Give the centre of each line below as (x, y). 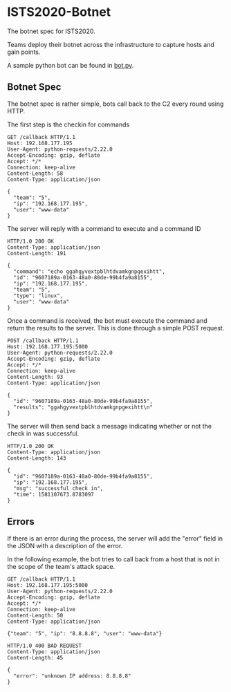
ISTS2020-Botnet (59, 12)
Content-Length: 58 (35, 174)
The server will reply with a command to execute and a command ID (104, 228)
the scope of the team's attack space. (61, 566)
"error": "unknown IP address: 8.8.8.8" (72, 676)
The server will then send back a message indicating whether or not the (110, 426)
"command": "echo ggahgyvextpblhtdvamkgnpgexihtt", (90, 271)
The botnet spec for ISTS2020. (51, 31)
